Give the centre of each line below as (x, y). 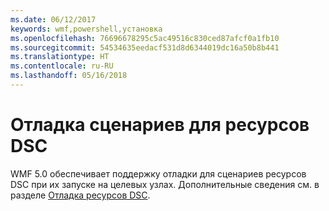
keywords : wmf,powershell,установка (86, 29)
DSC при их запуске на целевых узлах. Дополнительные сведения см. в (165, 184)
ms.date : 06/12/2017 (53, 19)
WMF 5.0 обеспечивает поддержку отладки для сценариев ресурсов (158, 173)
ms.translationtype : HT (60, 57)
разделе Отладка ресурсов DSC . (80, 195)
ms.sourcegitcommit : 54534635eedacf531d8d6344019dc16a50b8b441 (145, 47)
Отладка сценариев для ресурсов (160, 125)
